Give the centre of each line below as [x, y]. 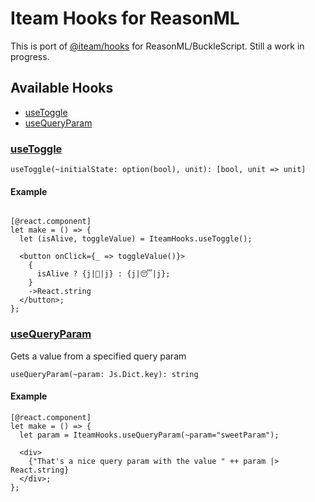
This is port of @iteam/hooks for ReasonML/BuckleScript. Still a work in [157, 46]
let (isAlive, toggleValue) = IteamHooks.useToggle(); [136, 239]
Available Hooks [62, 88]
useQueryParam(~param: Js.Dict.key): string [104, 374]
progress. [30, 56]
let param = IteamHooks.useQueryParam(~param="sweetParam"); [149, 435]
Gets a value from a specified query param [98, 356]
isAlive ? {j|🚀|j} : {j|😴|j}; [103, 274]
